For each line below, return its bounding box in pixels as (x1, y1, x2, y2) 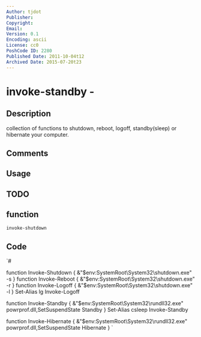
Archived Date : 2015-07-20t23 (6, 59, 82, 65)
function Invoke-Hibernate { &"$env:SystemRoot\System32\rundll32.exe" (6, 318, 188, 325)
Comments (6, 148, 49, 158)
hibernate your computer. (6, 131, 69, 138)
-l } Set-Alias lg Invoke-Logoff (6, 288, 80, 296)
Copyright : (6, 20, 34, 26)
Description (6, 109, 51, 119)
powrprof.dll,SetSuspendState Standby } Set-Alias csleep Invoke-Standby (6, 306, 188, 314)
